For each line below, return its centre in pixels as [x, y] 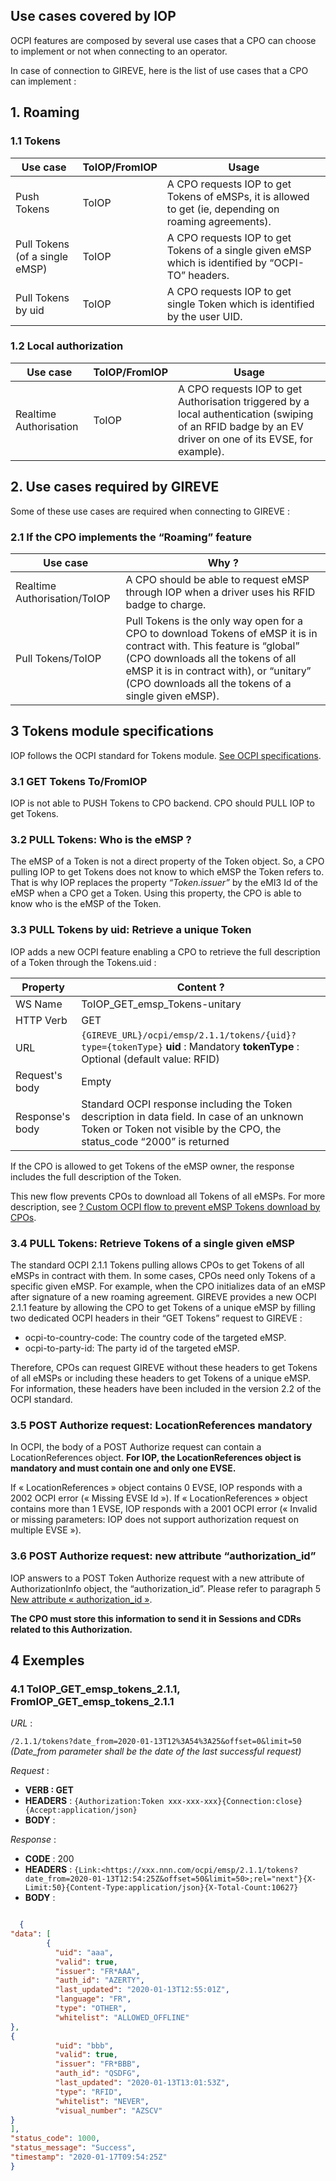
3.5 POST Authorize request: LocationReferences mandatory [161, 1425]
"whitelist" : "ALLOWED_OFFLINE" [122, 2017]
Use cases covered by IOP [93, 16]
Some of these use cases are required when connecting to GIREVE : [150, 511]
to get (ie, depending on [223, 209]
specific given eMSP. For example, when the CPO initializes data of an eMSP [168, 1286]
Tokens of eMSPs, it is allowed [238, 196]
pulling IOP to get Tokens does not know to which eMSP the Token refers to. [167, 872]
